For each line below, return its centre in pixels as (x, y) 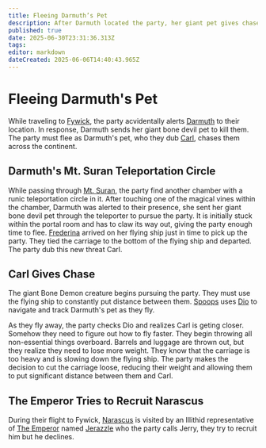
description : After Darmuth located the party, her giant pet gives (123, 23)
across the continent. (43, 146)
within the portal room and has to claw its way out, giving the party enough (131, 224)
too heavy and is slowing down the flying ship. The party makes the (118, 359)
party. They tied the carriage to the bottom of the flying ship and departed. (130, 241)
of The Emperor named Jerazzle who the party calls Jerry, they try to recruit (133, 428)
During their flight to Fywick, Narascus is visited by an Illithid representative (131, 420)
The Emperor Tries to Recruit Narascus (106, 401)
